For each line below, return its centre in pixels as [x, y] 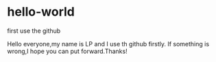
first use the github [34, 31]
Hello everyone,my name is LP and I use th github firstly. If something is [108, 44]
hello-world [41, 12]
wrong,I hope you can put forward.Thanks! [68, 51]
